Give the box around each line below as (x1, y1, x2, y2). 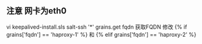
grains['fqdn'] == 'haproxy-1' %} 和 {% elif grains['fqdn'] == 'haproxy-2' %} (6, 31, 197, 38)
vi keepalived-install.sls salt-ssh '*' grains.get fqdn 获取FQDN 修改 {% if (6, 23, 187, 31)
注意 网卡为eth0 (6, 5, 67, 16)
